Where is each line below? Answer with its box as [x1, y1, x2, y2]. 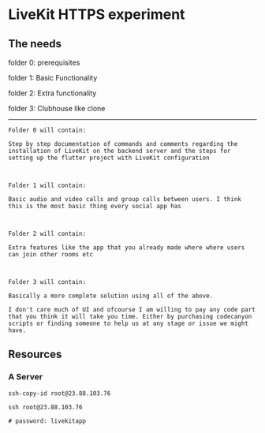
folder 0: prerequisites [8, 58, 80, 67]
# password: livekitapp [8, 416, 87, 425]
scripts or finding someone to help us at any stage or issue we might [8, 319, 248, 327]
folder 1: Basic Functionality [8, 73, 98, 82]
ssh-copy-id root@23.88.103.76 [8, 389, 111, 398]
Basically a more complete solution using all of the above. [8, 292, 214, 300]
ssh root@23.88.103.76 [8, 403, 83, 411]
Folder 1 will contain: [8, 181, 87, 189]
